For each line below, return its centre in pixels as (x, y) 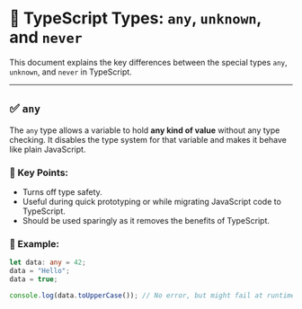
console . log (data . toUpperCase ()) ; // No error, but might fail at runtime (152, 296)
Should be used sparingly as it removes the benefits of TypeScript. (146, 221)
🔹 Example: (35, 243)
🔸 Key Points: (39, 172)
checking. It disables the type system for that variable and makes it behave (148, 139)
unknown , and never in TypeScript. (71, 72)
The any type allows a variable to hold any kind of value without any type (145, 130)
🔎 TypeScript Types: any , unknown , (136, 18)
